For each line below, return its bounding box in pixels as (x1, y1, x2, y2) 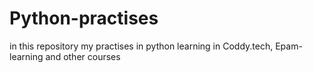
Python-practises (9, 7, 159, 30)
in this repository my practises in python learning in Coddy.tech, (9, 40, 274, 52)
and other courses (45, 50, 121, 62)
